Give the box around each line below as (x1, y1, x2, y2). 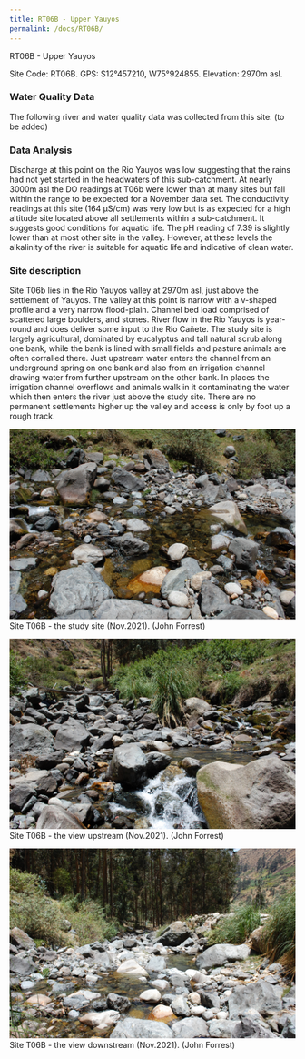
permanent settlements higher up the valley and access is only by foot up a (9, 401, 290, 412)
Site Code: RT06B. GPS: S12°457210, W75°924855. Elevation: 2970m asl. (9, 68, 283, 79)
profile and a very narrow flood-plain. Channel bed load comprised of (9, 305, 270, 316)
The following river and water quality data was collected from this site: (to (9, 111, 285, 122)
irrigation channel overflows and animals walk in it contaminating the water (9, 382, 290, 393)
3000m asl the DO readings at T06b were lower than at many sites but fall (9, 184, 286, 195)
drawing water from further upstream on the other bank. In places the (9, 372, 270, 383)
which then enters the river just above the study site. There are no (9, 391, 257, 402)
